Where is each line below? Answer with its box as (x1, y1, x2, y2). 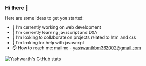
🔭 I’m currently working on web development (12, 24, 101, 30)
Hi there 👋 (5, 4, 29, 11)
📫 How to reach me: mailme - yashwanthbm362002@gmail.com (12, 45, 141, 51)
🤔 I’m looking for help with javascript (12, 40, 84, 45)
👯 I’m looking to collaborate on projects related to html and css (12, 34, 136, 40)
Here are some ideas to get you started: (5, 15, 84, 21)
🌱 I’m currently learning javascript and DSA (12, 30, 98, 35)
